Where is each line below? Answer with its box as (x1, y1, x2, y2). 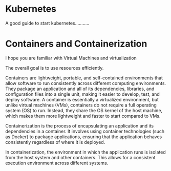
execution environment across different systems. (5, 160, 109, 166)
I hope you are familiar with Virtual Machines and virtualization (5, 55, 137, 61)
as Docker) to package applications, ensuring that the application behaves (5, 134, 162, 140)
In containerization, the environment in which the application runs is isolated (5, 149, 166, 155)
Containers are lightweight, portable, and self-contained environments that (5, 75, 163, 81)
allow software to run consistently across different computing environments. (5, 80, 166, 86)
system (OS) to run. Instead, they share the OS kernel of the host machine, (5, 107, 163, 113)
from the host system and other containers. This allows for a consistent (5, 154, 156, 160)
